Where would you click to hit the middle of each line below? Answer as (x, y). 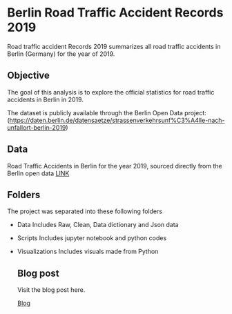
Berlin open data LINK (38, 173)
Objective (29, 76)
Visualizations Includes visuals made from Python (88, 252)
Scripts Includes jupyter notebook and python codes (92, 238)
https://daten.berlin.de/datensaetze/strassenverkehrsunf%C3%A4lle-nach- (117, 120)
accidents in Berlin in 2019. (46, 99)
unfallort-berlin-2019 (37, 127)
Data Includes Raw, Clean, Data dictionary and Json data (98, 225)
